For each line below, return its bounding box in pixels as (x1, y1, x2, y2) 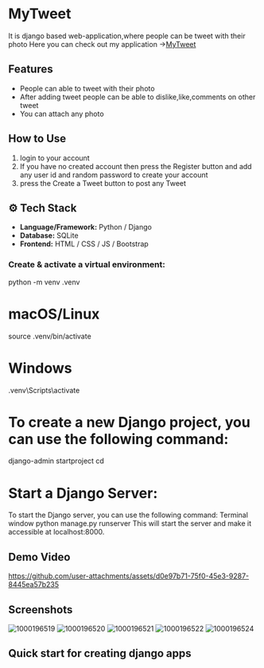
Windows (8, 359, 72, 377)
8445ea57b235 (8, 580, 60, 589)
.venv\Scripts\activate (8, 385, 80, 395)
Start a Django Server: (8, 484, 158, 502)
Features (8, 63, 53, 76)
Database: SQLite (19, 231, 79, 241)
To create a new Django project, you (8, 413, 250, 431)
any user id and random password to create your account (19, 170, 208, 180)
